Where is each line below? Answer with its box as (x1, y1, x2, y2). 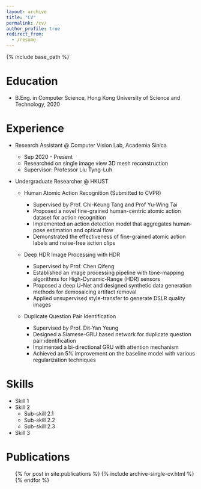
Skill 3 (14, 429, 31, 436)
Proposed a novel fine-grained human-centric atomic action (32, 207, 181, 214)
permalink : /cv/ (6, 20, 47, 26)
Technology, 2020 (14, 100, 61, 108)
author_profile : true (6, 25, 61, 32)
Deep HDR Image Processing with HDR (23, 251, 121, 258)
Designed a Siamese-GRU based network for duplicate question (32, 330, 191, 337)
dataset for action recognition (32, 214, 106, 221)
